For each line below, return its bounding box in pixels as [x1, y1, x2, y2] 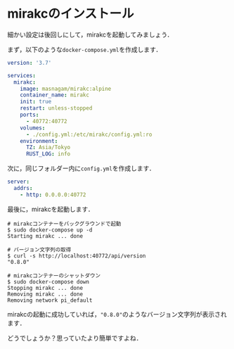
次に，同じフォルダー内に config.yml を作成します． [7, 164, 156, 172]
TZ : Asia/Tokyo [25, 144, 71, 151]
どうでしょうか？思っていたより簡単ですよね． [7, 334, 143, 342]
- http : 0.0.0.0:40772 [20, 191, 86, 198]
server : [7, 178, 30, 186]
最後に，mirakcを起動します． [7, 205, 94, 213]
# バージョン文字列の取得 [7, 246, 72, 253]
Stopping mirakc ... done [7, 284, 83, 291]
